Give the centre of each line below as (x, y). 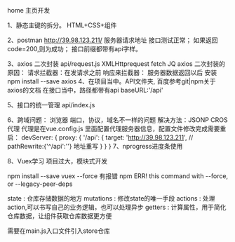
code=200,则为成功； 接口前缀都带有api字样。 (75, 49)
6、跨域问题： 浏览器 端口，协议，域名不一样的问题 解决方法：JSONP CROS (117, 120)
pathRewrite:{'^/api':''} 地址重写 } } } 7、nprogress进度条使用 (95, 146)
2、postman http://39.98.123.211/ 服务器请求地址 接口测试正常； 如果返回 (113, 40)
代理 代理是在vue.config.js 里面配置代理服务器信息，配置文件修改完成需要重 (117, 129)
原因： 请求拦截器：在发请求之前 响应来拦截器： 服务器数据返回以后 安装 (112, 73)
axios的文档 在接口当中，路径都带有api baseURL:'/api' (85, 90)
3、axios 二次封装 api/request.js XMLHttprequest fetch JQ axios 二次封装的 (116, 64)
